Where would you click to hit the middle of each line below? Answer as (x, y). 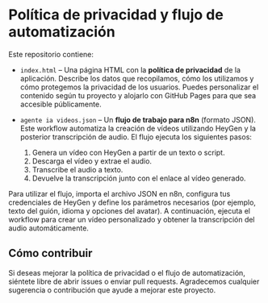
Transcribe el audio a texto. (77, 169)
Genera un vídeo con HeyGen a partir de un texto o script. (128, 152)
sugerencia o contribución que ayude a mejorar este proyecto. (112, 290)
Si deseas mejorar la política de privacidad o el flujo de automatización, (127, 272)
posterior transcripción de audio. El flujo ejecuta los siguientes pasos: (136, 137)
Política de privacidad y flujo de (116, 15)
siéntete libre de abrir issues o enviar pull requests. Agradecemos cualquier (134, 281)
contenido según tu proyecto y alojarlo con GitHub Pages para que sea (138, 95)
